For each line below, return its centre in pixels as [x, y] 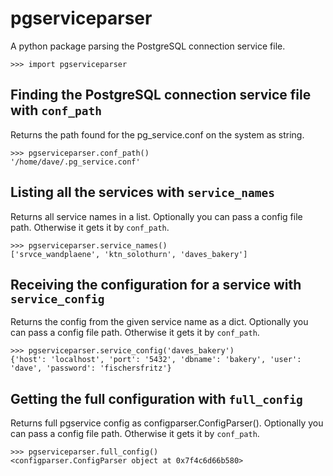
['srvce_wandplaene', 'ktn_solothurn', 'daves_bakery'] [129, 254]
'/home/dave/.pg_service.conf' [75, 162]
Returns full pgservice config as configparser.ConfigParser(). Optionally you [167, 423]
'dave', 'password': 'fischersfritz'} [91, 368]
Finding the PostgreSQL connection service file [161, 95]
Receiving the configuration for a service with [156, 284]
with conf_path [56, 110]
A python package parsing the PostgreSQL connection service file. [148, 46]
